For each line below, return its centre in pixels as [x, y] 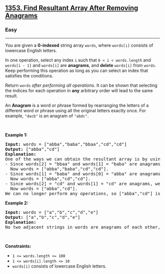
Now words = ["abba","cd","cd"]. [50, 179]
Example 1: [16, 135]
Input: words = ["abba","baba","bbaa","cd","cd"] [66, 144]
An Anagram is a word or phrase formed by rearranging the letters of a [77, 105]
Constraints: [18, 246]
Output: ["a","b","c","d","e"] [43, 217]
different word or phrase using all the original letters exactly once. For [76, 110]
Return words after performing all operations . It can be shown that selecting [81, 85]
